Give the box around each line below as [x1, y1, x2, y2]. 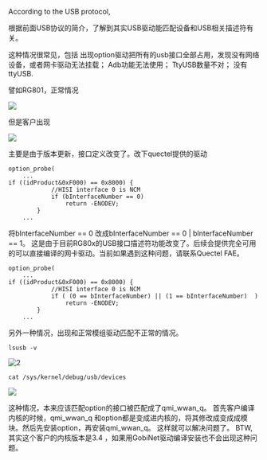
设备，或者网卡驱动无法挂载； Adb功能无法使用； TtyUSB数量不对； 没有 [8, 60, 248, 69]
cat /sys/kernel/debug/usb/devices [8, 373, 127, 381]
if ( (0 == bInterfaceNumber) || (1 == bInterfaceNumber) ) [50, 292, 259, 300]
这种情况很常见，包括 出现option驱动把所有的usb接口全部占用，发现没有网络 [8, 50, 260, 59]
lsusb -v [8, 344, 37, 352]
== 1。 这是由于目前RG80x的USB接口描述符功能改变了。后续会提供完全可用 [8, 239, 257, 248]
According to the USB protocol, [8, 7, 111, 16]
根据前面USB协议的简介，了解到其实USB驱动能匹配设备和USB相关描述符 [8, 23, 247, 33]
